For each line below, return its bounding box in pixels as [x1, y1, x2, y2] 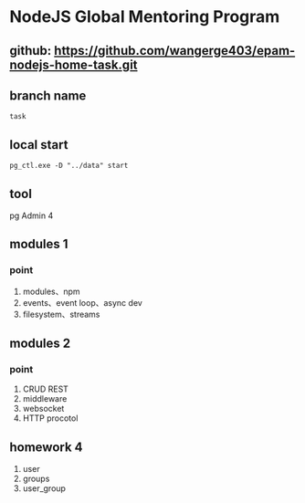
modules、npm [22, 286, 80, 297]
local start [9, 137, 68, 152]
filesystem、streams [22, 309, 100, 320]
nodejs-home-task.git [9, 57, 139, 72]
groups [22, 473, 50, 485]
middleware [22, 393, 68, 404]
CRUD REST [22, 383, 68, 394]
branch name [9, 88, 87, 103]
